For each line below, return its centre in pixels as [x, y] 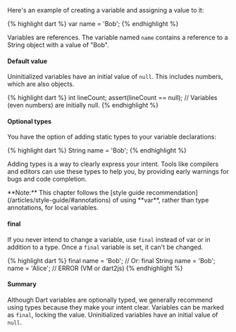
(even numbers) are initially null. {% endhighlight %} [83, 106]
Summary [22, 284]
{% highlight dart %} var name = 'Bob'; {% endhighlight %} [93, 24]
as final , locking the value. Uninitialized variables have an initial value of [113, 314]
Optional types [29, 121]
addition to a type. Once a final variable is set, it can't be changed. [105, 247]
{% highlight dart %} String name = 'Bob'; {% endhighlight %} [97, 151]
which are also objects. [41, 84]
